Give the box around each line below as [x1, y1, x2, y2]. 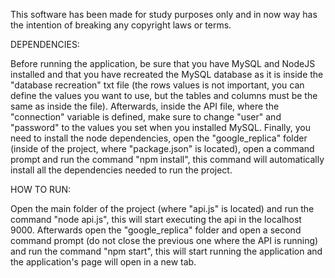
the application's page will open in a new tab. [10, 256, 197, 268]
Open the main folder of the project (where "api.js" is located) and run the [10, 203, 315, 214]
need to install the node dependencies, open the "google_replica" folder [10, 132, 308, 144]
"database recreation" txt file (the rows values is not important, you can [10, 79, 305, 91]
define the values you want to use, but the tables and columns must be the [10, 90, 318, 101]
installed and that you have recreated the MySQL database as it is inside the [10, 69, 324, 80]
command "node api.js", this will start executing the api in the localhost [10, 214, 302, 225]
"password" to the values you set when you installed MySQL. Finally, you [10, 122, 311, 133]
